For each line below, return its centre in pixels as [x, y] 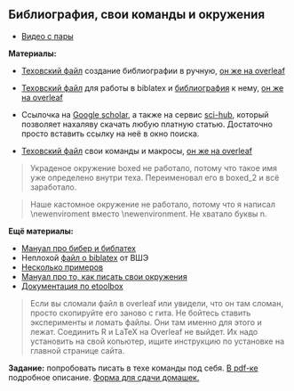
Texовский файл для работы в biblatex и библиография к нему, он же [152, 87]
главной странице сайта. [77, 350]
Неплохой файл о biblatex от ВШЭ [85, 257]
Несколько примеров [62, 267]
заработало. [53, 187]
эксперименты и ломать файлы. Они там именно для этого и [146, 322]
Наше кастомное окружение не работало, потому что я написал [153, 204]
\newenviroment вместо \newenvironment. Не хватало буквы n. [148, 214]
